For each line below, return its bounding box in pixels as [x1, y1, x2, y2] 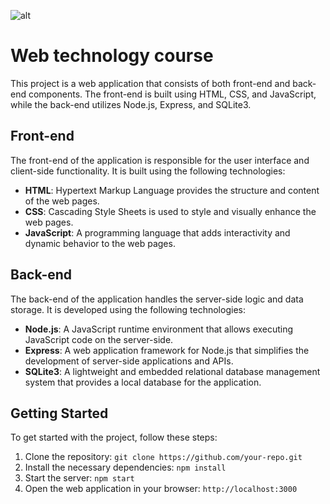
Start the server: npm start [24, 472, 135, 484]
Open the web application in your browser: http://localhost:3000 [24, 483, 298, 495]
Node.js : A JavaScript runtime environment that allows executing [24, 323, 294, 335]
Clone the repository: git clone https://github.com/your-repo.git [24, 451, 303, 463]
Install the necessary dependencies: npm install [24, 461, 227, 474]
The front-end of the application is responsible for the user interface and [10, 154, 310, 166]
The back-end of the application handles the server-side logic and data [10, 293, 304, 305]
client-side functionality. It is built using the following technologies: [10, 165, 286, 177]
